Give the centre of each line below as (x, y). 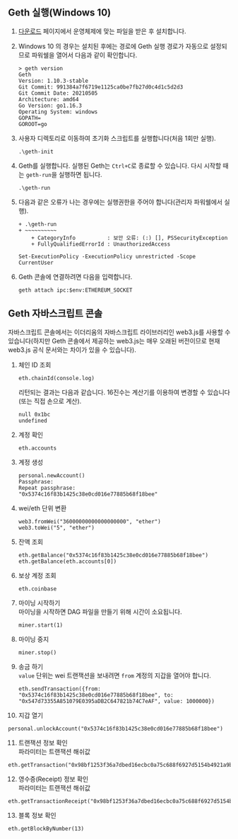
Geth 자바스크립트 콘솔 (55, 314)
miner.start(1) (41, 625)
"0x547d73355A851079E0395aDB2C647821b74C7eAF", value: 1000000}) (116, 701)
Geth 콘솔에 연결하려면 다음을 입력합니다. (75, 276)
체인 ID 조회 (35, 365)
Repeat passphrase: (47, 488)
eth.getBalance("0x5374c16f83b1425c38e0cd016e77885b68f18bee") (113, 555)
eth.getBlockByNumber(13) (46, 828)
